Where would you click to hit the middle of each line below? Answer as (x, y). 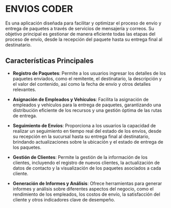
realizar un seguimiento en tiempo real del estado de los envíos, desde (87, 131)
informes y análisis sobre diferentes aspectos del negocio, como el (83, 189)
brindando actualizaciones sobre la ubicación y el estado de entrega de (88, 142)
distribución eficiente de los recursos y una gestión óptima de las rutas (87, 110)
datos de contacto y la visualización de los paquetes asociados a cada (87, 168)
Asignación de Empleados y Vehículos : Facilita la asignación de (81, 99)
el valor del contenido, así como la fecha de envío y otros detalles (82, 84)
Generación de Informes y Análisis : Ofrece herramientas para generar (87, 183)
